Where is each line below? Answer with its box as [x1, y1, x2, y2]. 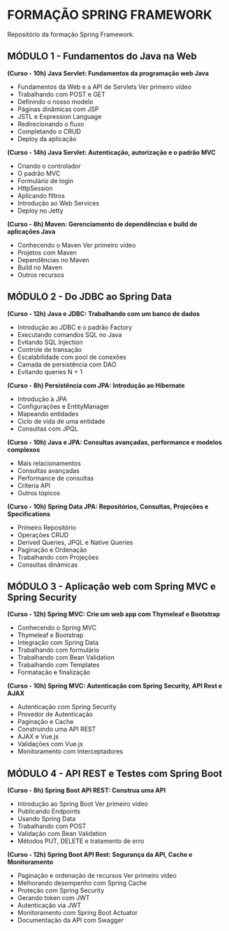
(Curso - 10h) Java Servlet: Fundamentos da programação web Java [7, 69, 209, 77]
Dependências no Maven [17, 255, 89, 264]
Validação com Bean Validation [17, 830, 107, 838]
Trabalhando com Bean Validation [17, 653, 115, 662]
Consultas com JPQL [17, 424, 78, 433]
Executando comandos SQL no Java [17, 330, 122, 339]
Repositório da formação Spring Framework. [7, 30, 135, 38]
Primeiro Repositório [17, 523, 77, 532]
